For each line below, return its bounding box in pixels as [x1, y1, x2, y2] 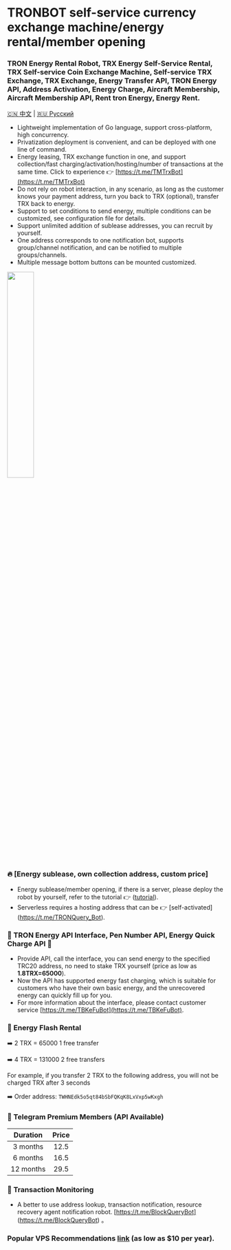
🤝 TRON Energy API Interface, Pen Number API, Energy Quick [7, 930, 215, 940]
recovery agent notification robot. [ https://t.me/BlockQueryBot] [16, 1207, 197, 1216]
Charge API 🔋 [7, 939, 53, 948]
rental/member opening [7, 34, 146, 50]
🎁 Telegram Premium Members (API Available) [7, 1112, 164, 1122]
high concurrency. [16, 131, 69, 139]
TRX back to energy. [16, 200, 76, 208]
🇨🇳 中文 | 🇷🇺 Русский [7, 110, 74, 118]
